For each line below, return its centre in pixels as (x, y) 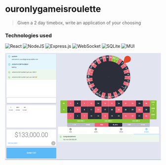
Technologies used (28, 35)
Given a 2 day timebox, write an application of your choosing (79, 23)
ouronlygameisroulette (53, 9)
